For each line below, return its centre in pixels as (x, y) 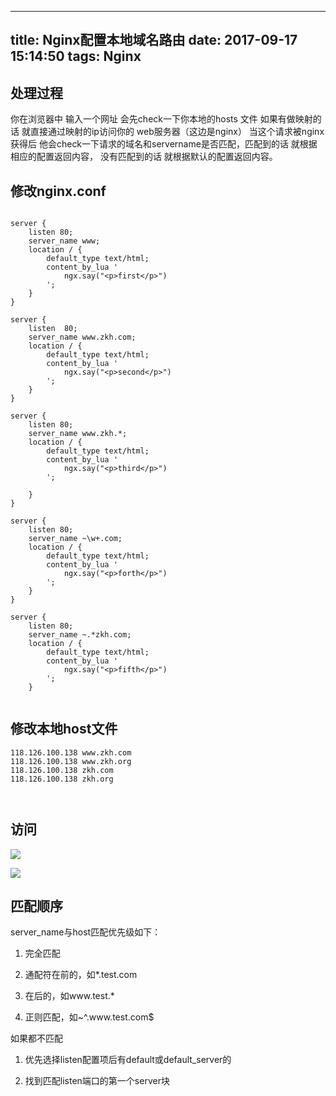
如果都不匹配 (36, 1038)
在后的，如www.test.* (69, 996)
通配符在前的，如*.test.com (81, 975)
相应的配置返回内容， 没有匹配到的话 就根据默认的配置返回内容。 (144, 157)
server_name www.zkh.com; (82, 337)
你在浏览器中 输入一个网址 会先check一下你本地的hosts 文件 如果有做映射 (161, 119)
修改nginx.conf (58, 191)
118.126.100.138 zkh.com (62, 770)
